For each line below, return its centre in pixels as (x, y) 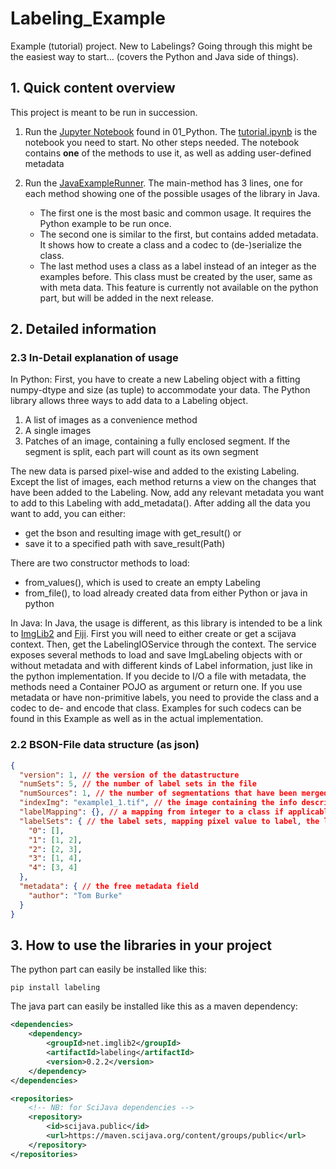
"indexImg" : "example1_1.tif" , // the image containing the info (158, 803)
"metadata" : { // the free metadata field (109, 887)
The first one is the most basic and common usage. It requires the (175, 213)
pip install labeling (55, 988)
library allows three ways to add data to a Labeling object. (129, 401)
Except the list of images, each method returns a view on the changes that (163, 482)
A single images (58, 431)
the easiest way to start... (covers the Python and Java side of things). (155, 56)
